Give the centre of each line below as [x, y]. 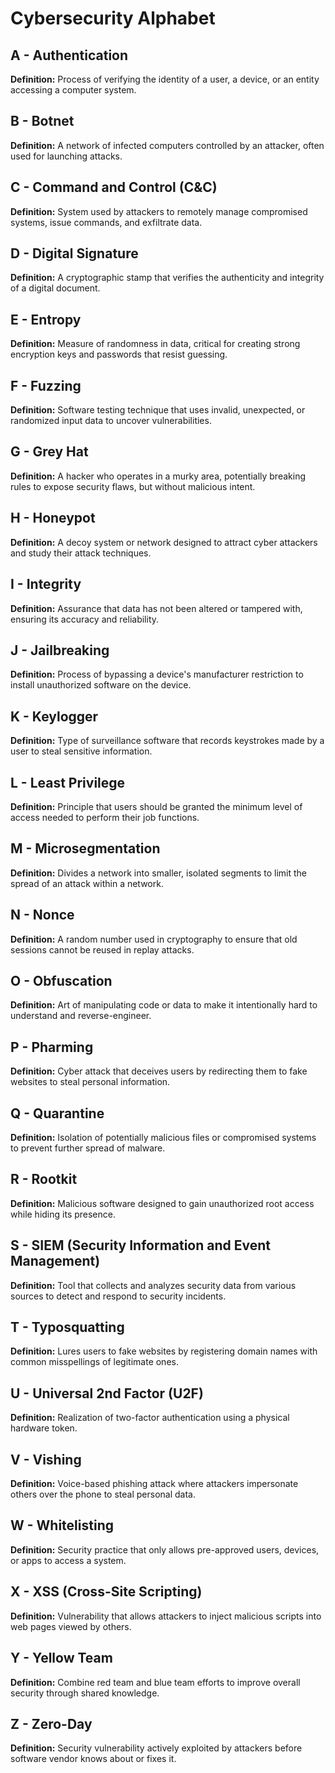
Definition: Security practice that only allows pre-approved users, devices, [165, 1549]
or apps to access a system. [68, 1560]
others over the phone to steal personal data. [103, 1494]
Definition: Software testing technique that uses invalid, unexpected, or [158, 410]
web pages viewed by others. [71, 1626]
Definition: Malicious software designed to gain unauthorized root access [162, 1203]
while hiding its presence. [63, 1214]
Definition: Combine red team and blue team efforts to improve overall [155, 1682]
